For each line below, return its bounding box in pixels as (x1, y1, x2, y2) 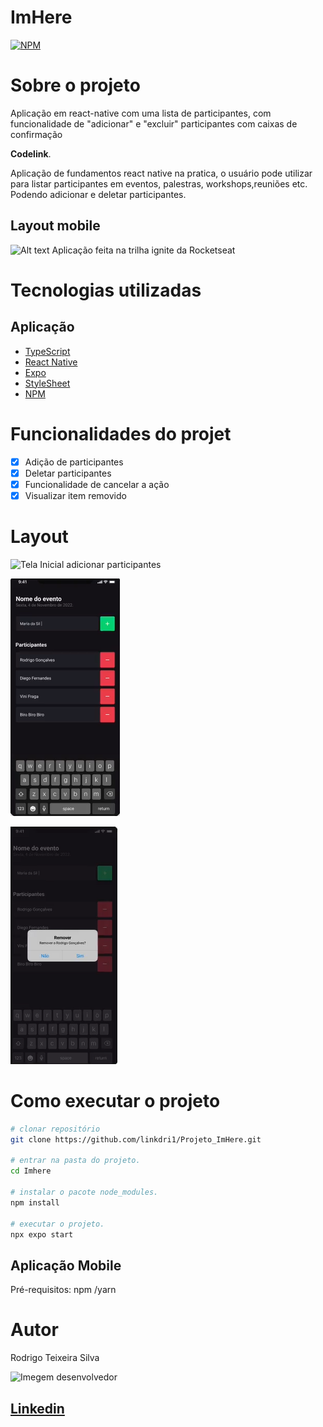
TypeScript (24, 345, 71, 357)
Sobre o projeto (10, 74, 141, 97)
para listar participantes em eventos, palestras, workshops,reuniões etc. (10, 177, 308, 190)
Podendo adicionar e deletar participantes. (10, 188, 187, 200)
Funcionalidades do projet (10, 422, 232, 445)
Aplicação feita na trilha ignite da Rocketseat (51, 244, 236, 256)
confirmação (10, 128, 63, 140)
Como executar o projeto (10, 1090, 221, 1112)
